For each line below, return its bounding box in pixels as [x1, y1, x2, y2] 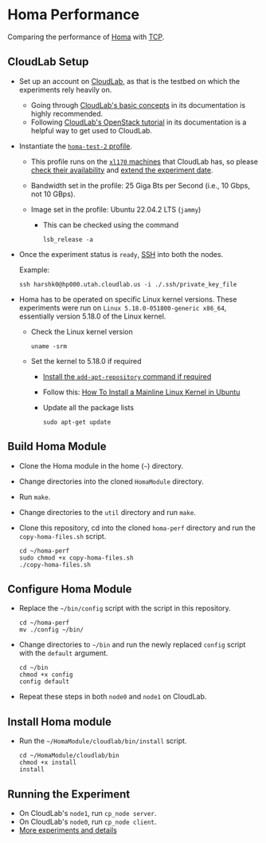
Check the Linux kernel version [30, 327, 133, 336]
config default [18, 678, 70, 686]
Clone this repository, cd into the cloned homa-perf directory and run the [18, 523, 256, 532]
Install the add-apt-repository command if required [42, 371, 212, 381]
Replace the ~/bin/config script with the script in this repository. [18, 604, 232, 613]
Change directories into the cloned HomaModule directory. [18, 477, 204, 486]
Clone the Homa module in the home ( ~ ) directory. [18, 461, 184, 470]
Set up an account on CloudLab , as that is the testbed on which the [18, 76, 241, 85]
